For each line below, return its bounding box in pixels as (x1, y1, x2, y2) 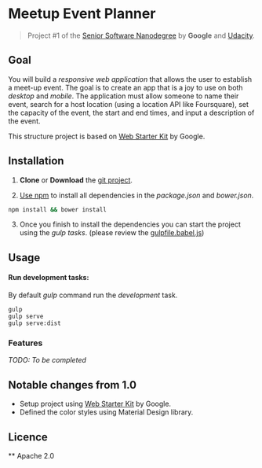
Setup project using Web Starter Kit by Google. (19, 399, 171, 409)
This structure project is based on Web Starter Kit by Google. (8, 131, 206, 141)
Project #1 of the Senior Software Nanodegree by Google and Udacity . (27, 31, 255, 40)
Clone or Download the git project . (19, 175, 133, 185)
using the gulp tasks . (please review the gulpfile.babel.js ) (19, 228, 205, 238)
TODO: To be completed (8, 356, 86, 365)
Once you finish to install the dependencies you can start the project (19, 219, 241, 229)
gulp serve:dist (8, 319, 61, 327)
